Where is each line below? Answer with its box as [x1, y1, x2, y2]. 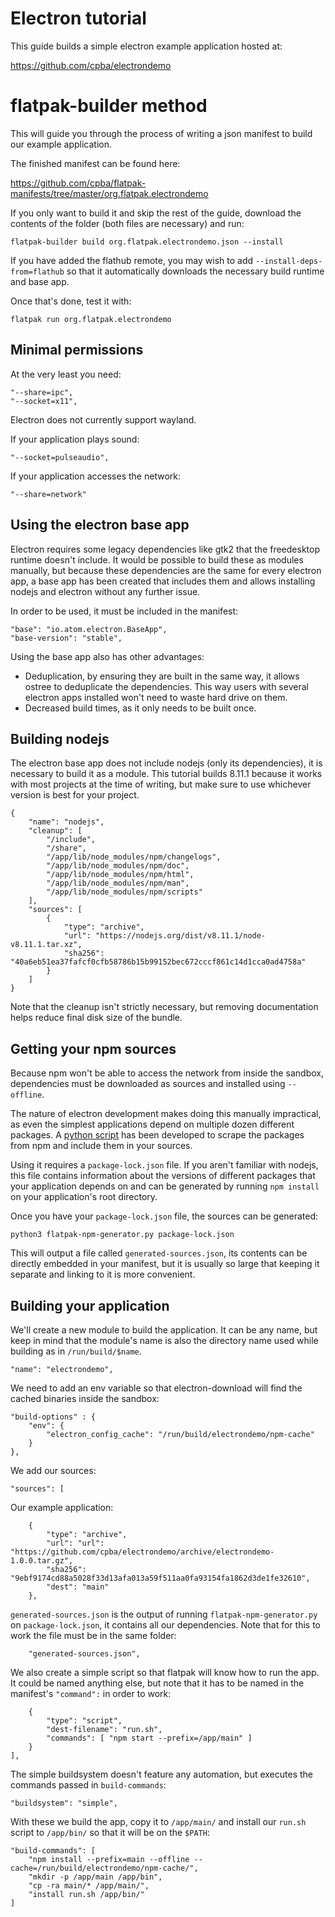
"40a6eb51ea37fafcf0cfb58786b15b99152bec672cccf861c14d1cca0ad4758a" [10, 957, 307, 967]
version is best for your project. [10, 789, 140, 801]
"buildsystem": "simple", [10, 1798, 118, 1808]
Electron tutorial [10, 7, 147, 30]
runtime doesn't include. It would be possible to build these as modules [10, 553, 304, 566]
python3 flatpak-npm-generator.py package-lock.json [10, 1230, 235, 1240]
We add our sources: [10, 1464, 97, 1476]
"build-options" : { [10, 1412, 97, 1422]
